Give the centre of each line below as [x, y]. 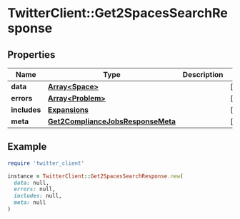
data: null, [32, 183]
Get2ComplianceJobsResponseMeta [112, 121]
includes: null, [38, 196]
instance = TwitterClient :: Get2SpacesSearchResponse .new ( [95, 176]
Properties [31, 55]
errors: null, [35, 189]
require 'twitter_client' [46, 163]
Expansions [68, 110]
